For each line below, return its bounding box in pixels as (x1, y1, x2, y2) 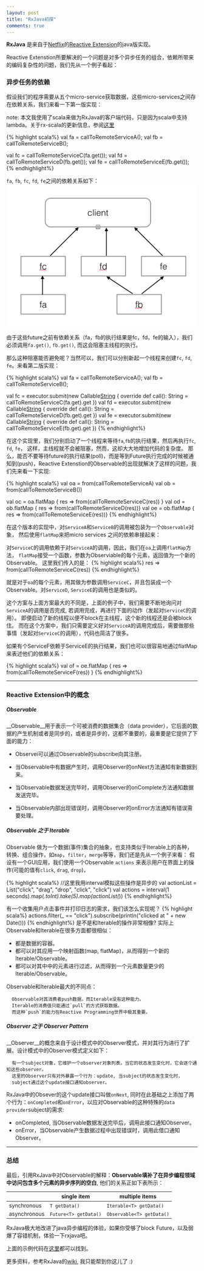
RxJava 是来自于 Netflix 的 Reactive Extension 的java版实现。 (6, 41, 154, 48)
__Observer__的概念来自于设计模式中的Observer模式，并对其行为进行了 (6, 1039, 185, 1046)
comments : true (6, 23, 45, 29)
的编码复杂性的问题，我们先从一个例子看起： (6, 61, 118, 69)
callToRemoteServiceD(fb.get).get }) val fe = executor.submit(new (6, 411, 172, 419)
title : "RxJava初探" (6, 16, 56, 23)
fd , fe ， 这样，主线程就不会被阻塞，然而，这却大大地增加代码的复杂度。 (6, 445, 187, 452)
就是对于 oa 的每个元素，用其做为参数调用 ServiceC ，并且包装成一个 (6, 578, 172, 586)
